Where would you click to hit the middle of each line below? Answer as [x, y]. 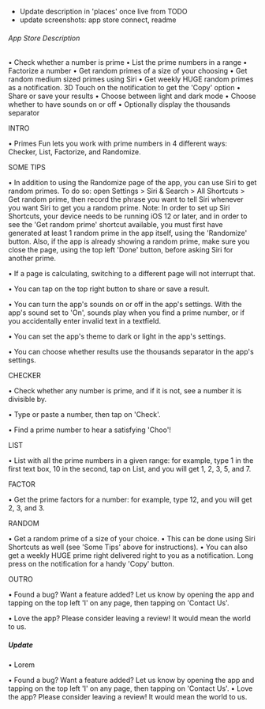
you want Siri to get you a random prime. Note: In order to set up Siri [119, 208]
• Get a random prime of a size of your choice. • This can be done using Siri [132, 539]
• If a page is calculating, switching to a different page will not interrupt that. [132, 274]
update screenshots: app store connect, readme [98, 20]
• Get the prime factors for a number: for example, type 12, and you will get [130, 500]
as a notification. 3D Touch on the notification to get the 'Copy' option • [125, 88]
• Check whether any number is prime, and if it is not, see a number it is [125, 391]
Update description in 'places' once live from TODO [103, 11]
